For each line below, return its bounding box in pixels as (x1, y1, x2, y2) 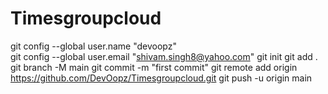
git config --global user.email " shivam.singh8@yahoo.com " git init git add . (10, 50, 318, 62)
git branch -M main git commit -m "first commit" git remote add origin (10, 61, 298, 73)
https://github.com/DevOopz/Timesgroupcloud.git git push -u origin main (10, 72, 313, 84)
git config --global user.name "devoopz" (10, 40, 177, 52)
